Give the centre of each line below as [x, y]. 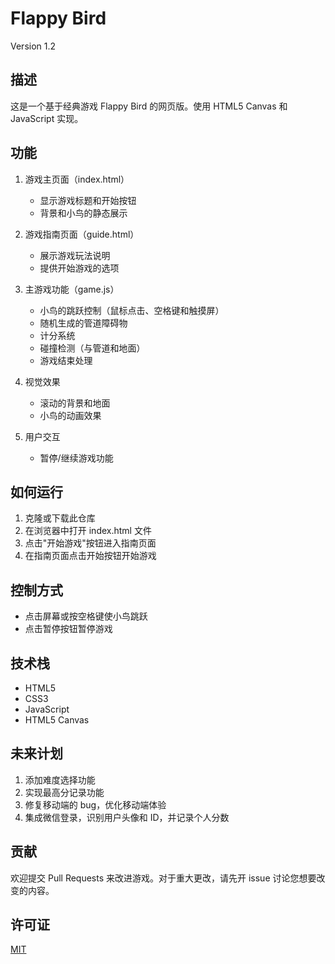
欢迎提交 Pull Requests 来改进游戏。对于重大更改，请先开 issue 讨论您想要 [163, 878]
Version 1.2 [33, 46]
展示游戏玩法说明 [75, 255]
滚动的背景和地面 [75, 403]
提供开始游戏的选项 [79, 268]
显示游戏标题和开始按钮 [88, 200]
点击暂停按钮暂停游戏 [68, 629]
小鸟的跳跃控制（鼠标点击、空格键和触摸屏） [132, 310]
